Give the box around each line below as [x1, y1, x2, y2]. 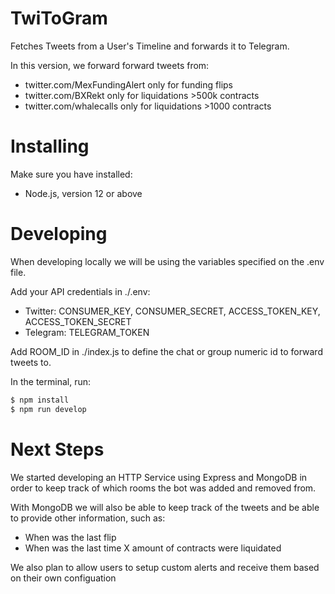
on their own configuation [10, 572, 117, 584]
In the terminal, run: [10, 375, 92, 387]
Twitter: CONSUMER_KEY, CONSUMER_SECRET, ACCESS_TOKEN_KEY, [24, 305, 321, 317]
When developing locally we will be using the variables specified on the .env [10, 255, 325, 267]
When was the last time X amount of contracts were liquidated [24, 542, 282, 554]
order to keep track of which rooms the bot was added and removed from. [10, 482, 317, 494]
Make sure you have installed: [10, 168, 133, 180]
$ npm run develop [10, 404, 87, 414]
